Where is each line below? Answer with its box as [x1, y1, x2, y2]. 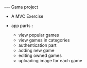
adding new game [18, 48, 55, 53]
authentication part [18, 42, 57, 48]
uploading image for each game [18, 58, 83, 63]
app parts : [11, 23, 33, 28]
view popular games [18, 32, 59, 38]
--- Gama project [4, 4, 38, 10]
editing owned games [18, 53, 62, 58]
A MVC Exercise [11, 14, 44, 19]
